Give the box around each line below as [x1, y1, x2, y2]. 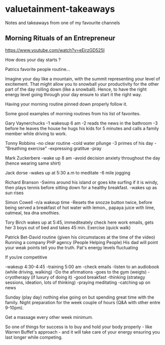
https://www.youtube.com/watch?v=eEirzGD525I [5, 47, 105, 53]
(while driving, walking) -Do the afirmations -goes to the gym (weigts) [5, 269, 147, 275]
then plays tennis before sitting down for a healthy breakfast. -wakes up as [5, 184, 157, 190]
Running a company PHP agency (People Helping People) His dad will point [5, 239, 159, 245]
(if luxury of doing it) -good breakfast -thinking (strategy [31, 274, 145, 280]
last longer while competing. [5, 334, 63, 340]
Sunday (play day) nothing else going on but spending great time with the [5, 294, 154, 300]
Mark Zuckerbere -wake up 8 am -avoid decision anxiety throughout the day [5, 155, 161, 161]
